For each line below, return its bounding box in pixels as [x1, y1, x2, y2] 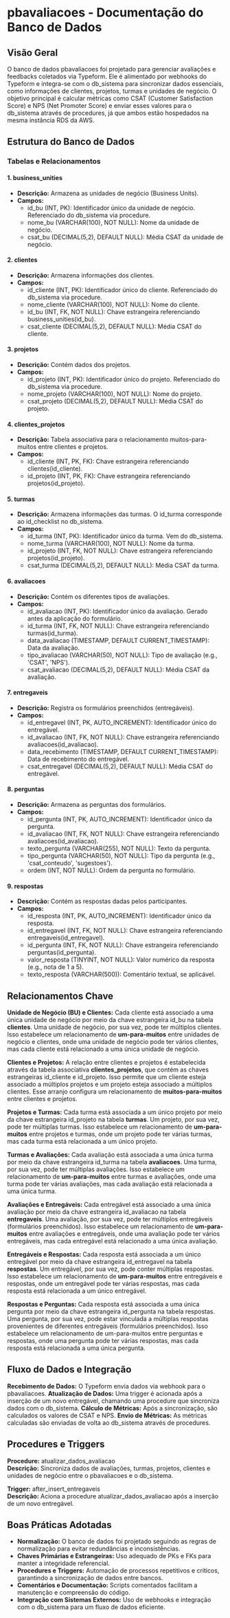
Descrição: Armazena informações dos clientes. [16, 271, 154, 279]
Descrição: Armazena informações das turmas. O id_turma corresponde [16, 510, 222, 518]
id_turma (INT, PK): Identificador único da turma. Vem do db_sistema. [27, 532, 223, 540]
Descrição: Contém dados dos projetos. [16, 360, 132, 368]
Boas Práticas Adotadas [7, 1519, 112, 1531]
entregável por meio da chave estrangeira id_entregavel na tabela [7, 1257, 193, 1265]
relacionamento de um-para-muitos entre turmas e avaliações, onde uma [7, 1172, 216, 1180]
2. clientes [7, 256, 38, 264]
